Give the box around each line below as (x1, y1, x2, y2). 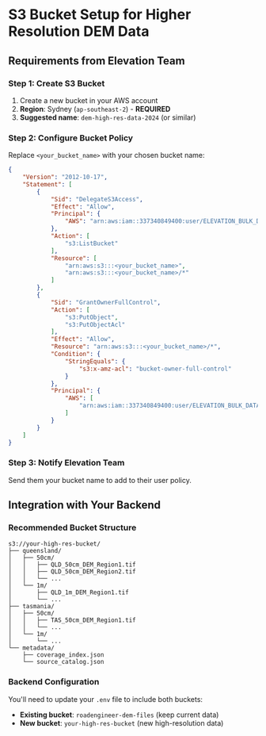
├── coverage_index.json (22, 651, 104, 659)
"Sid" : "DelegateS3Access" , (50, 195, 144, 203)
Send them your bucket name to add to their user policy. (8, 475, 192, 485)
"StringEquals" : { (64, 357, 126, 366)
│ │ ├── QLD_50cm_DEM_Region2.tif (8, 568, 136, 576)
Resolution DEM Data (8, 22, 150, 40)
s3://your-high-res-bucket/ (8, 540, 101, 548)
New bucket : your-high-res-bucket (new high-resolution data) (19, 718, 224, 727)
